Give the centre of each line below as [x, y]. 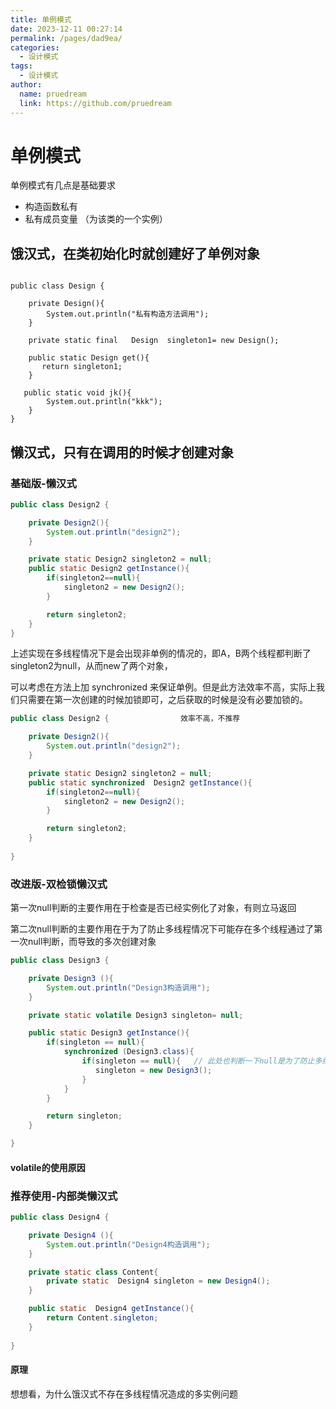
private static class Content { [93, 1272]
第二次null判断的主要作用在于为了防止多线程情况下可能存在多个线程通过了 [162, 929]
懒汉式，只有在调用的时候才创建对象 [122, 452]
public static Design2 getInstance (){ [109, 569]
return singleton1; [82, 367]
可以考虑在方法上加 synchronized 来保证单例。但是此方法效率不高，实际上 [163, 687]
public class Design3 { [60, 961]
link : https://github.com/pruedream [95, 103]
